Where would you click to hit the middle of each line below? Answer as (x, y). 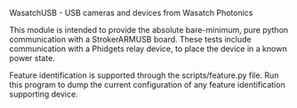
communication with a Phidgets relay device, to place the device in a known (148, 49)
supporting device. (44, 94)
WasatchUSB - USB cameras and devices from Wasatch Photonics (131, 13)
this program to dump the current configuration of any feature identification (148, 85)
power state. (32, 58)
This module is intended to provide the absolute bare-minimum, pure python (149, 30)
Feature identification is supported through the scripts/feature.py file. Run (144, 75)
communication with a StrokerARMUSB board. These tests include (130, 39)
